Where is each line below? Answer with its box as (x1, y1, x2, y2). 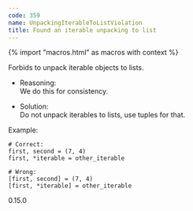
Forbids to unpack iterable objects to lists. (8, 63, 144, 72)
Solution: (19, 102, 49, 111)
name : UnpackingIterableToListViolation (8, 19, 143, 27)
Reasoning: (19, 78, 57, 87)
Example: (8, 125, 39, 135)
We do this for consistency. (19, 87, 109, 96)
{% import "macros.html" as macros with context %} (8, 48, 179, 57)
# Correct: (8, 141, 44, 149)
